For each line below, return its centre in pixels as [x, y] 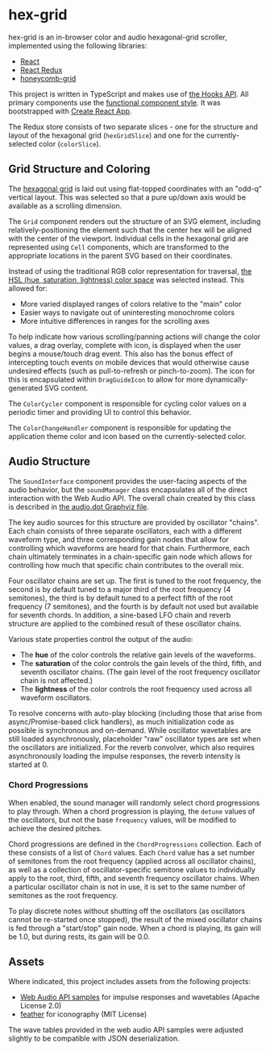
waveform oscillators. [56, 697]
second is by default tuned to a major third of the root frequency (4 [120, 589]
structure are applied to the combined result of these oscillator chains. [125, 623]
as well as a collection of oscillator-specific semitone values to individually [132, 869]
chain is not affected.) [56, 680]
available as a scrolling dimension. [65, 205]
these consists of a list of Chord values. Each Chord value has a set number [132, 852]
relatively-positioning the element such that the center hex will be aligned [130, 230]
